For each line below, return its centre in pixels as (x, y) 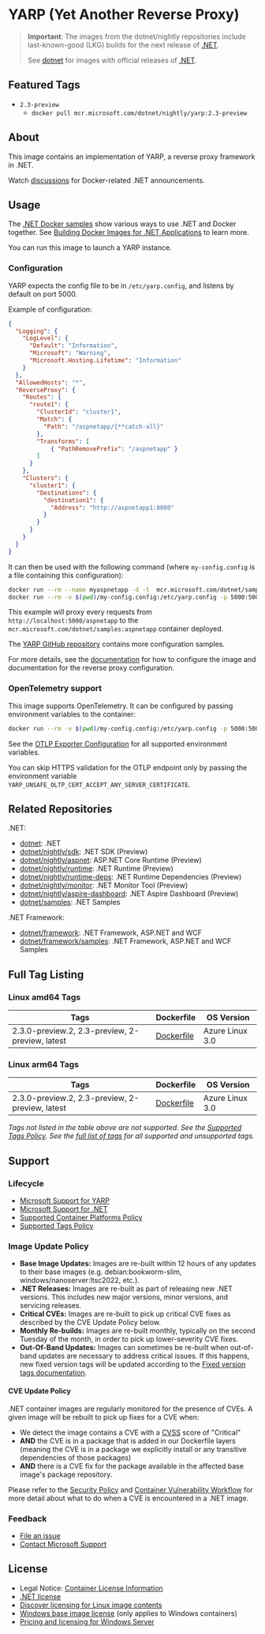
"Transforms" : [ (63, 441)
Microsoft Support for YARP (65, 1201)
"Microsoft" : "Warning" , (70, 354)
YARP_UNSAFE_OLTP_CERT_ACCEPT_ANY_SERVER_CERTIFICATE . (99, 784)
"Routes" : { (42, 397)
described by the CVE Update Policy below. (90, 1322)
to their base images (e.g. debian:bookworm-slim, (101, 1272)
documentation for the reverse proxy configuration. (91, 668)
